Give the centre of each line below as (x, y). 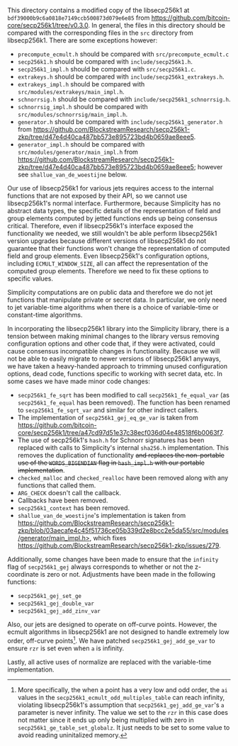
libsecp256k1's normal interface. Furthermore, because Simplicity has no (114, 203)
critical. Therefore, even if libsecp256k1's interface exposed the (100, 226)
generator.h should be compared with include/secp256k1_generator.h (120, 122)
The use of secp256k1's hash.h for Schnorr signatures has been (111, 440)
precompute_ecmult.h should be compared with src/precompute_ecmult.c (123, 54)
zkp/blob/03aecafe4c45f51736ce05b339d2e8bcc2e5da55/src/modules (123, 530)
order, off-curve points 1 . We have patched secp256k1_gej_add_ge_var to (111, 640)
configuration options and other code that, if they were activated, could (112, 344)
